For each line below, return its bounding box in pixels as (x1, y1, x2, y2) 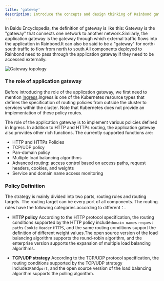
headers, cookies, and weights (12, 165, 74, 171)
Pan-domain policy (12, 150, 50, 155)
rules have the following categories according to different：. (5, 205, 126, 211)
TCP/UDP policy (12, 144, 45, 150)
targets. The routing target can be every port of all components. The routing (5, 199, 158, 205)
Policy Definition (5, 182, 45, 189)
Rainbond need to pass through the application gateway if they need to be (5, 51, 154, 57)
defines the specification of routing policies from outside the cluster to (5, 99, 147, 105)
